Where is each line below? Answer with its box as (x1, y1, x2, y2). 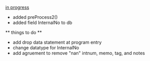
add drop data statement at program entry (12, 39, 102, 45)
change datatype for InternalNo (12, 45, 79, 50)
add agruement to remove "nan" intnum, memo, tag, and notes (12, 50, 145, 56)
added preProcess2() (12, 14, 58, 20)
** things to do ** (5, 29, 42, 35)
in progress (5, 5, 30, 10)
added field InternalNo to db (12, 20, 73, 25)
